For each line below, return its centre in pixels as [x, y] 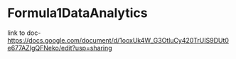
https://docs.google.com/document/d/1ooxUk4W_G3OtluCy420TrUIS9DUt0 [118, 40]
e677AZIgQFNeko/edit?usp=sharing [60, 48]
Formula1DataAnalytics [77, 13]
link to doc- [24, 33]
